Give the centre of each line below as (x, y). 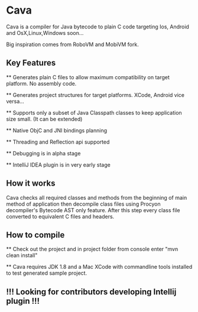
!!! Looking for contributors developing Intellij (91, 292)
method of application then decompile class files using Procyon (83, 204)
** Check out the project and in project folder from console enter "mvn (92, 249)
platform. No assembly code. (41, 83)
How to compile (35, 235)
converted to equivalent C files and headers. (60, 216)
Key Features (31, 63)
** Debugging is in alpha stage (43, 153)
